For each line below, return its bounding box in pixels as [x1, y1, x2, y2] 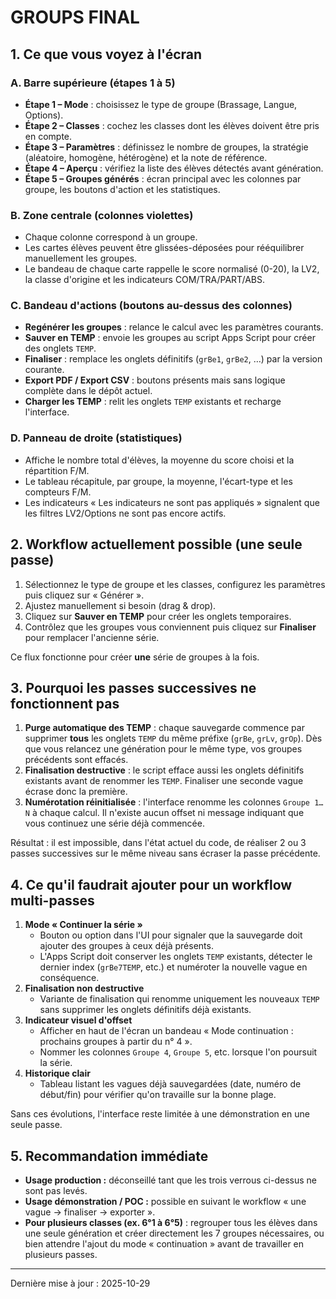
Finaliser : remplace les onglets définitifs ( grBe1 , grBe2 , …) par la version [24, 353, 323, 365]
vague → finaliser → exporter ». [24, 1206, 156, 1218]
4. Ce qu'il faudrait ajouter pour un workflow [10, 876, 293, 893]
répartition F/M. [24, 464, 90, 476]
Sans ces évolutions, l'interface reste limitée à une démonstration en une [10, 1108, 310, 1120]
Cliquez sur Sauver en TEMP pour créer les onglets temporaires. [24, 610, 292, 622]
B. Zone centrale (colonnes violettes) [10, 208, 194, 222]
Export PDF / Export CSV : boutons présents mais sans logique [24, 374, 286, 386]
